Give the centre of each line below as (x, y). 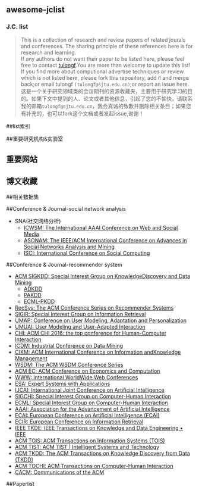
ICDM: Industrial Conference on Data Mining (69, 345)
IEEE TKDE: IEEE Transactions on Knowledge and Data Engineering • (99, 428)
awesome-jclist (36, 10)
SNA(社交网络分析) (38, 221)
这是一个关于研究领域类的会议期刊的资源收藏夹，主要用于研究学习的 (104, 91)
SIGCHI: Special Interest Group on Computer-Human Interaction (93, 396)
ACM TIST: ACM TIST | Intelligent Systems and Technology (87, 447)
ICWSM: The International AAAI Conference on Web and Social (101, 227)
